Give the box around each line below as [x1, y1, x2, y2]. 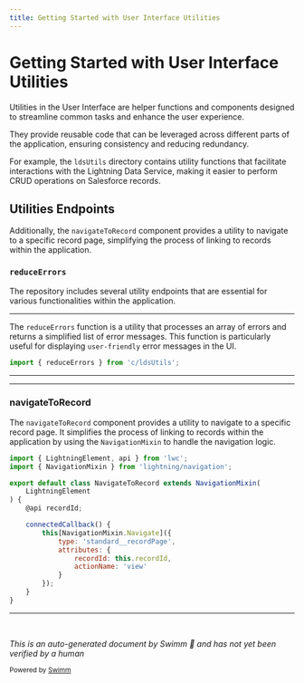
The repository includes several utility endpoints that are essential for [9, 285, 268, 296]
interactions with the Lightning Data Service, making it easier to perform [9, 165, 278, 177]
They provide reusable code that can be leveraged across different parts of [9, 129, 290, 139]
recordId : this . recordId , [73, 553, 172, 563]
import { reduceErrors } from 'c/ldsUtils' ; [9, 358, 180, 367]
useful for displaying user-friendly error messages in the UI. [9, 341, 237, 351]
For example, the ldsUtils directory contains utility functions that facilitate [9, 156, 287, 167]
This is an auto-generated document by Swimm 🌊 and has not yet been [9, 638, 277, 649]
